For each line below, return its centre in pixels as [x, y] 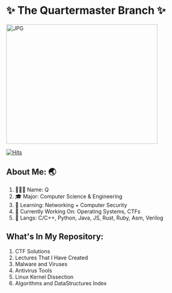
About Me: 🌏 [31, 172]
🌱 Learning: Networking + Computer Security [71, 205]
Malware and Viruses [41, 264]
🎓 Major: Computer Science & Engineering [69, 196]
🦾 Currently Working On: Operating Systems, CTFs [78, 211]
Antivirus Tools [33, 270]
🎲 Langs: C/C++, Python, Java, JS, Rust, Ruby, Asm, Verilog [89, 218]
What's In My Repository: [55, 237]
